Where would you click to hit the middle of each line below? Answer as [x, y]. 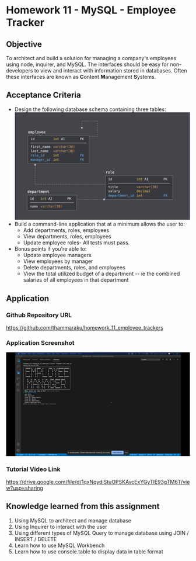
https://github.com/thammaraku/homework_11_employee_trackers [85, 327]
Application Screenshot [40, 342]
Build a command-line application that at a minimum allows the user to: [99, 224]
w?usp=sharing [25, 488]
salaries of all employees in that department [76, 280]
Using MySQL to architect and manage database [73, 520]
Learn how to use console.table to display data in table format [89, 551]
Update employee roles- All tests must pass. [76, 243]
